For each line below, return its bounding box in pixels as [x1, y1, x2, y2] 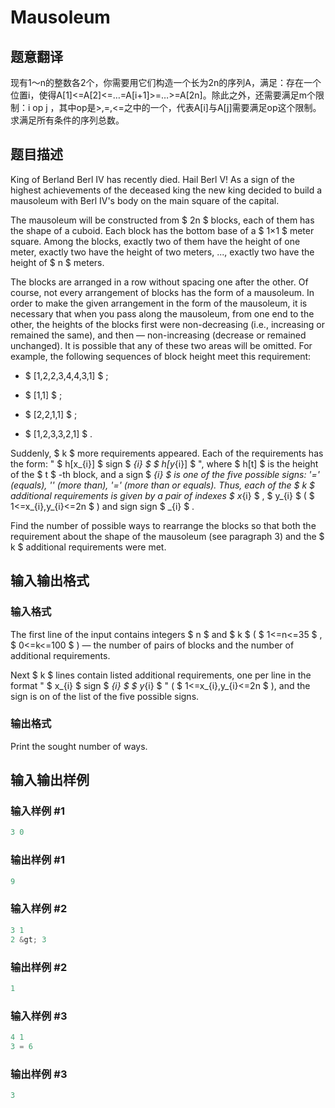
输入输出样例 [10, 772, 90, 789]
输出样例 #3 [10, 1067, 68, 1081]
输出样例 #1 [10, 853, 65, 867]
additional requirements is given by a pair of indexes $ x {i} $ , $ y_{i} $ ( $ [10, 489, 315, 501]
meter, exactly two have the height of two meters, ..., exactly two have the [10, 246, 315, 258]
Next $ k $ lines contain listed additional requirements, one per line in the [10, 669, 312, 681]
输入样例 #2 [10, 902, 68, 916]
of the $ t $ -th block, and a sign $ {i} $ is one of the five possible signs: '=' [10, 468, 321, 480]
